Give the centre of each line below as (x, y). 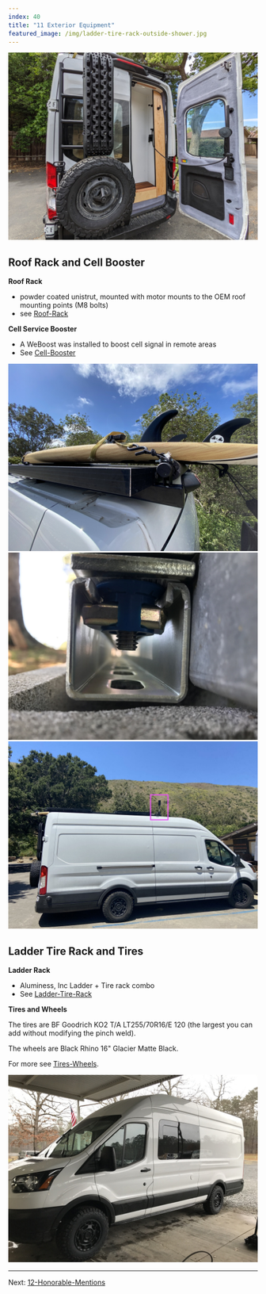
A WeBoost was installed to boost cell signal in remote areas (118, 344)
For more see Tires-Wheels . (53, 1064)
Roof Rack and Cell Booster (76, 262)
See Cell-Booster (47, 353)
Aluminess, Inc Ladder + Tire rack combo (87, 986)
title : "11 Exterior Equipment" (61, 25)
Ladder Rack (29, 970)
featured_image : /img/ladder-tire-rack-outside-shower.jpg (108, 33)
